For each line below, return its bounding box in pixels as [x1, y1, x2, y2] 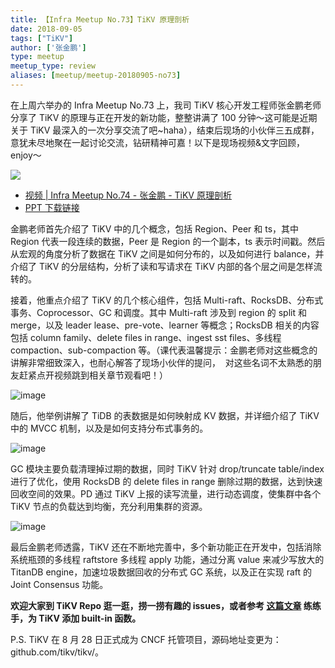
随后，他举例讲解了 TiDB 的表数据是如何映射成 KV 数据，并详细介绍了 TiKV [10, 409, 320, 421]
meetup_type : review [10, 61, 97, 71]
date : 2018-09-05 [10, 24, 83, 34]
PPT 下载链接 [24, 201, 80, 213]
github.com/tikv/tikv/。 [10, 646, 104, 658]
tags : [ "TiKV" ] [10, 33, 74, 43]
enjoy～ [10, 149, 42, 161]
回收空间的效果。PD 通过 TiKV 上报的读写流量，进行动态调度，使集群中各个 [10, 487, 322, 500]
